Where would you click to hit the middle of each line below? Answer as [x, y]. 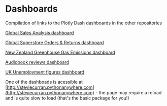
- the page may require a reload [129, 92]
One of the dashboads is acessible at [44, 82]
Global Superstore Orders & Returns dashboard [55, 42]
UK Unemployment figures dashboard [45, 72]
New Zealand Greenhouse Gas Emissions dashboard [60, 52]
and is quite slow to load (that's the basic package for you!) [67, 98]
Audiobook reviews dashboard [37, 62]
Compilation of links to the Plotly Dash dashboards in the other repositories [84, 23]
